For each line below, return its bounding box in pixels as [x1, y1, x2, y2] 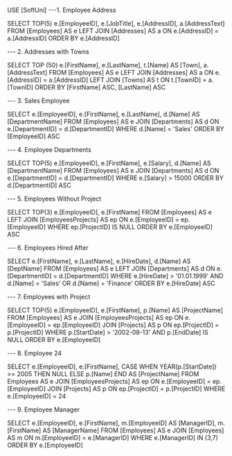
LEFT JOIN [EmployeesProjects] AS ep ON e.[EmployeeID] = [7, 215, 180, 223]
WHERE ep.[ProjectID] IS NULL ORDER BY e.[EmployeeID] [47, 223, 213, 231]
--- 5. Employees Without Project [7, 194, 102, 203]
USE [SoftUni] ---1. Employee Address [7, 6, 116, 14]
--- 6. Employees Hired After [7, 244, 89, 252]
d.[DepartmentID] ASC [7, 181, 71, 189]
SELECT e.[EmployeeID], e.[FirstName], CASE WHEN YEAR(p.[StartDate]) [7, 362, 217, 371]
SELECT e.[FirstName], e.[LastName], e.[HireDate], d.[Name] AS [7, 257, 191, 265]
